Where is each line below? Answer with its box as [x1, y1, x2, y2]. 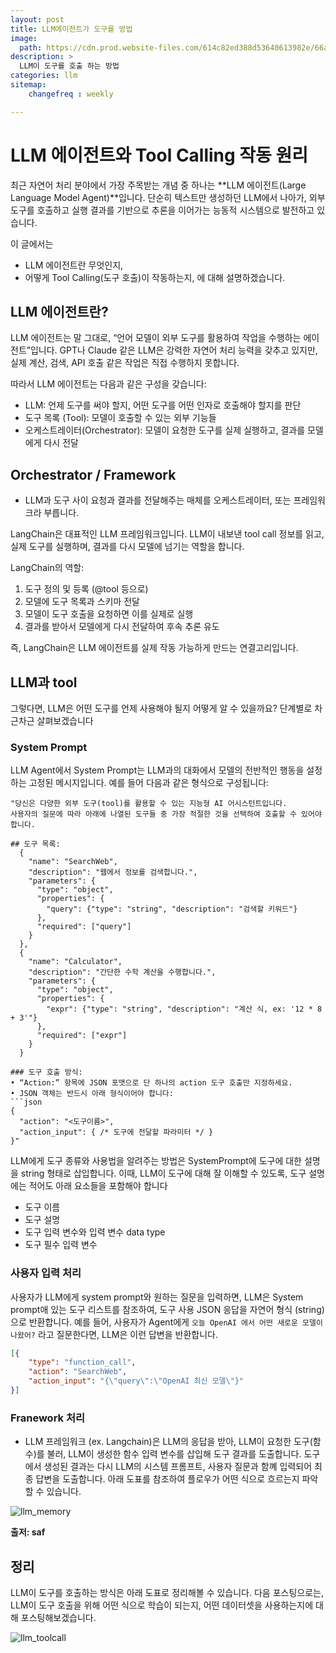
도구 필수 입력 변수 [24, 1239, 98, 1251]
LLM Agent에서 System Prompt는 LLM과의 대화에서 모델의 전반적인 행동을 [10, 764, 305, 776]
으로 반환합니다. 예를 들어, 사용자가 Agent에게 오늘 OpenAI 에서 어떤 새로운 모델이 [10, 1316, 323, 1328]
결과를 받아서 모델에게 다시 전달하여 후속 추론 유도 [24, 621, 220, 633]
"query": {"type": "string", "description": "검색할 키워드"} [46, 904, 298, 915]
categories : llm [10, 71, 78, 81]
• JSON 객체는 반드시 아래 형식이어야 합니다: [10, 1089, 174, 1099]
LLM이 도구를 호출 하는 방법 [19, 61, 120, 71]
